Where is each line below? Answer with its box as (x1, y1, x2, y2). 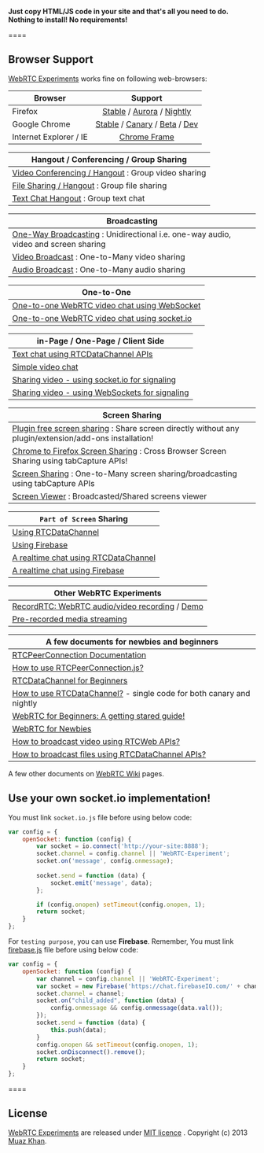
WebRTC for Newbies (12, 723, 92, 734)
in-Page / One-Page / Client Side (36, 335, 165, 346)
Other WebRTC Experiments (53, 588, 163, 599)
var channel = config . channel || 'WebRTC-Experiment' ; (36, 974, 220, 982)
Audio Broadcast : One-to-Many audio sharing (12, 263, 186, 274)
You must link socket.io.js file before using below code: (8, 812, 192, 822)
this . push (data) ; (49, 1026, 108, 1033)
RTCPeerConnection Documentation (12, 649, 147, 660)
